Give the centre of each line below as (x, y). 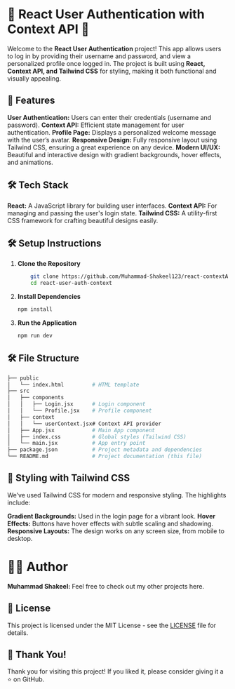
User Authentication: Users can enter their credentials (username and (109, 117)
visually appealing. (34, 78)
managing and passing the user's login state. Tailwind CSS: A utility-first (112, 213)
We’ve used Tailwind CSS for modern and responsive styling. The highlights (117, 495)
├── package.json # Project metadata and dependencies (105, 450)
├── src (19, 391)
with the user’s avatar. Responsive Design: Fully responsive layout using (112, 140)
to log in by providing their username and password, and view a (99, 56)
